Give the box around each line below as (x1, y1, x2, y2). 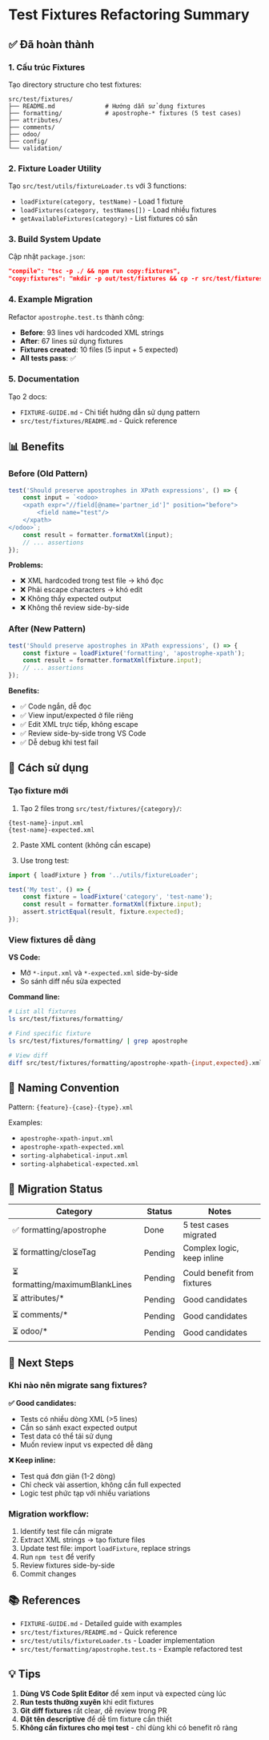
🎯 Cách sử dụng (8, 761, 90, 775)
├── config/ (8, 137, 48, 145)
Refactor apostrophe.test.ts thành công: (8, 312, 145, 321)
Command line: (8, 992, 60, 1002)
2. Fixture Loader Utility (8, 163, 102, 174)
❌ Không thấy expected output (19, 594, 122, 604)
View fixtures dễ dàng (8, 934, 96, 945)
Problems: (8, 560, 44, 570)
